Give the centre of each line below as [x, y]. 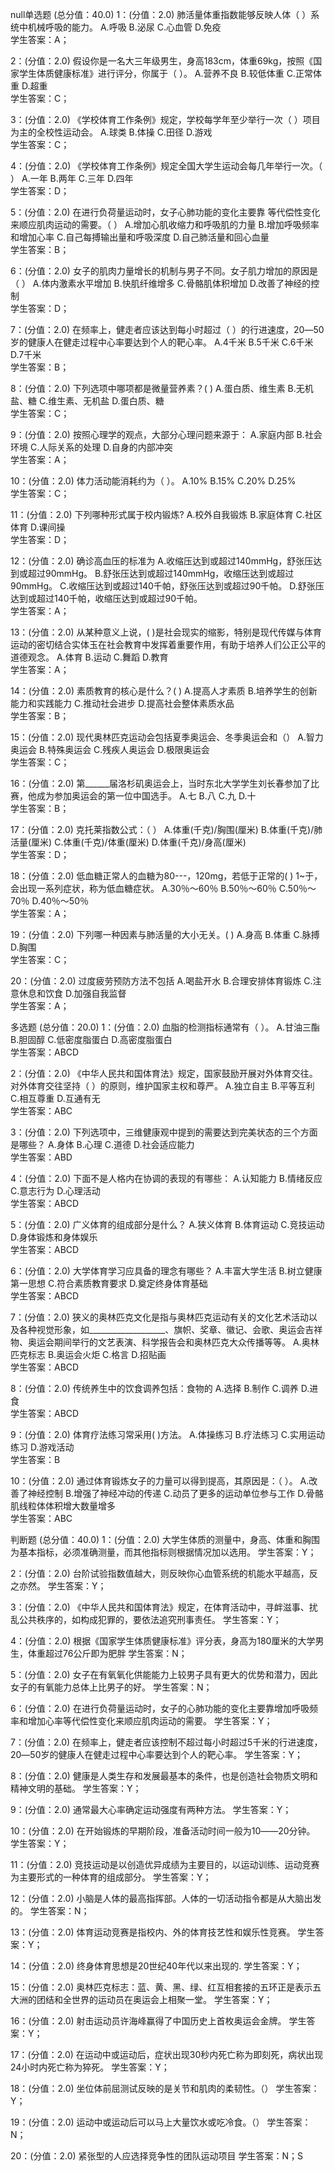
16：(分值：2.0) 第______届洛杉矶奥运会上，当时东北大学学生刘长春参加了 [160, 783]
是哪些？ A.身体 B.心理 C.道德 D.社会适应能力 [102, 1144]
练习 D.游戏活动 [42, 1447]
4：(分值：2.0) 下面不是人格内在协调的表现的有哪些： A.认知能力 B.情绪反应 [166, 1178]
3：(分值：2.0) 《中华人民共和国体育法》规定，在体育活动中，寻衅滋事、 [160, 1607]
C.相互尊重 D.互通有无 [55, 1098]
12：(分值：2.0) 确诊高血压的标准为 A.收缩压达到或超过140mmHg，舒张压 [162, 561]
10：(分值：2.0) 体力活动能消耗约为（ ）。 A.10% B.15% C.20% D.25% [153, 481]
